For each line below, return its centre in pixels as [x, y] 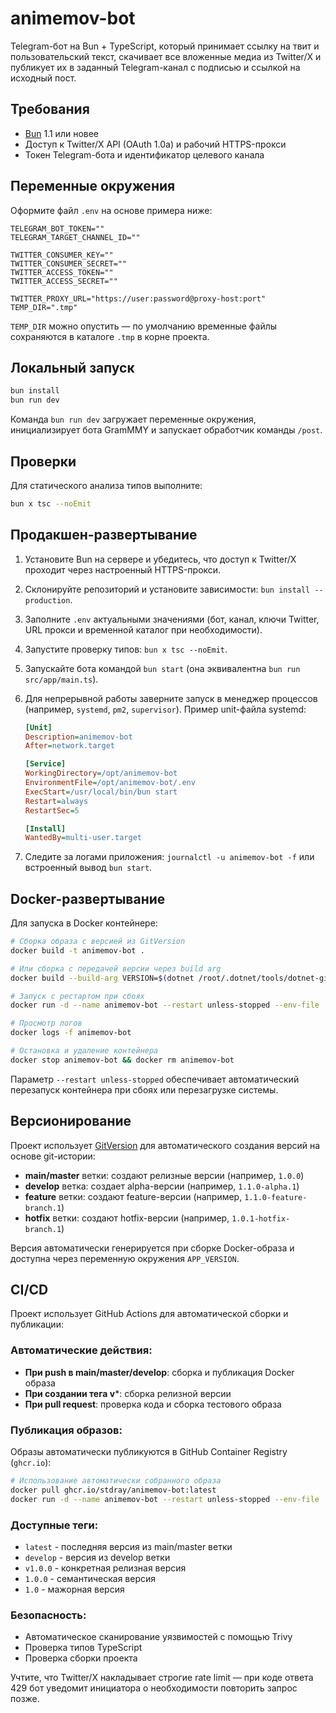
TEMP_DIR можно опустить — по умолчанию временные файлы [144, 326]
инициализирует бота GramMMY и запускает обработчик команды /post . [166, 430]
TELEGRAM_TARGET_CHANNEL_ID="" [75, 237]
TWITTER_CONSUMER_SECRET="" [69, 263]
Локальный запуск [72, 367]
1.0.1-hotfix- [261, 1218]
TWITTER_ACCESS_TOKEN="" [62, 272]
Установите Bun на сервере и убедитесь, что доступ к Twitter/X [160, 559]
